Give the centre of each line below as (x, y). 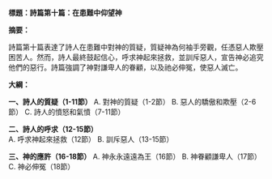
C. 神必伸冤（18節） (42, 166)
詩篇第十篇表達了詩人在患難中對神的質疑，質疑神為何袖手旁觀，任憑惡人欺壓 (136, 47)
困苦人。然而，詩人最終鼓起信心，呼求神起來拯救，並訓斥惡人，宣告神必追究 (136, 57)
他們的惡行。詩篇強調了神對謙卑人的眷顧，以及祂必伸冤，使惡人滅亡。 (125, 67)
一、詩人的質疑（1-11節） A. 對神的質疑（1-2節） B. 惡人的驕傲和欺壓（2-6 (132, 102)
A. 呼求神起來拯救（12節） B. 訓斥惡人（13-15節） (91, 139)
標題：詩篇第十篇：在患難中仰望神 (65, 13)
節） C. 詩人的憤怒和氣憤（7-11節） (67, 112)
